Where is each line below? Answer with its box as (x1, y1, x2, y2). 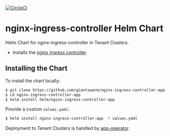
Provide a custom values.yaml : (5, 106, 70, 112)
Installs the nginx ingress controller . (12, 49, 88, 56)
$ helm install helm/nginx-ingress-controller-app (5, 97, 115, 102)
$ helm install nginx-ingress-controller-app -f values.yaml (5, 116, 138, 121)
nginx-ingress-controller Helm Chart (5, 23, 164, 34)
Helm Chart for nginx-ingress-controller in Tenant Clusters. (5, 39, 129, 45)
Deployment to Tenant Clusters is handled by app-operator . (5, 125, 130, 131)
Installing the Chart (5, 64, 68, 73)
